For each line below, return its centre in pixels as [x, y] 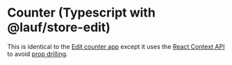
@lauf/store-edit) [59, 27]
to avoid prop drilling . [38, 54]
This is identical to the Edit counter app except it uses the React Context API [116, 46]
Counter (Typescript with [82, 13]
